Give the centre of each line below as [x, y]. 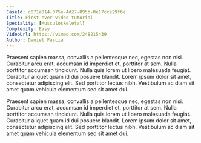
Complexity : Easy [28, 29]
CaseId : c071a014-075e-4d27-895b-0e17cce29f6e [66, 12]
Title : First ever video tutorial [50, 18]
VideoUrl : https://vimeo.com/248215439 [57, 35]
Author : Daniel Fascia [35, 40]
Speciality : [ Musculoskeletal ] [46, 23]
